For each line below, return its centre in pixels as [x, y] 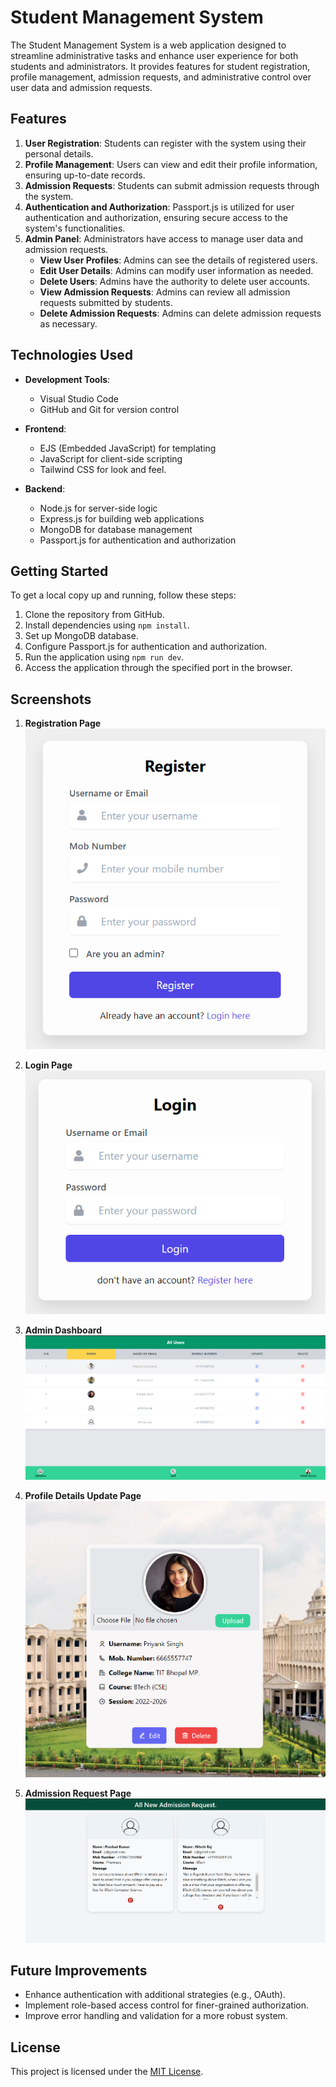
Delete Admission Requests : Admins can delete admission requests [180, 313]
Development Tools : [67, 379]
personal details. [59, 153]
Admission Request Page [78, 1793]
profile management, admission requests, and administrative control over [161, 77]
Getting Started [59, 571]
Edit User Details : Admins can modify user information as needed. [176, 270]
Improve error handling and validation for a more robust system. [156, 2016]
